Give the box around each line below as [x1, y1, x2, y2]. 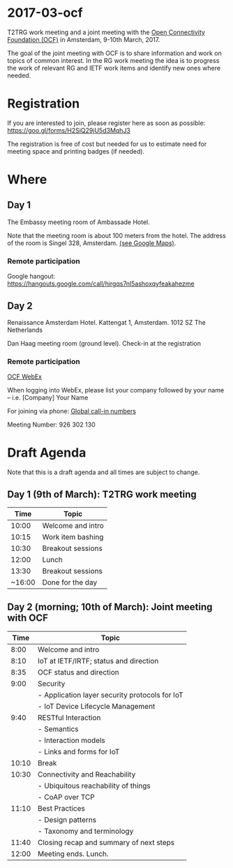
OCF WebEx [7, 372, 43, 381]
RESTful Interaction [37, 712, 101, 722]
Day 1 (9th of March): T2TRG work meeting [7, 488, 197, 500]
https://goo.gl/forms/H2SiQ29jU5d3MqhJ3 [7, 126, 131, 134]
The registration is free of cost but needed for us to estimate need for [7, 140, 207, 148]
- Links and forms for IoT [37, 746, 120, 756]
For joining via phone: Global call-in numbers [7, 407, 136, 415]
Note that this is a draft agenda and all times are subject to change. [7, 468, 200, 476]
